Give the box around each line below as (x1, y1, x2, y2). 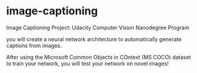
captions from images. (6, 42, 62, 49)
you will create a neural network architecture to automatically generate (6, 35, 182, 42)
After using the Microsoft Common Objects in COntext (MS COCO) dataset (6, 53, 191, 60)
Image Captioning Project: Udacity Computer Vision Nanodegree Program (6, 24, 190, 31)
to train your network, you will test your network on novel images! (6, 60, 169, 67)
